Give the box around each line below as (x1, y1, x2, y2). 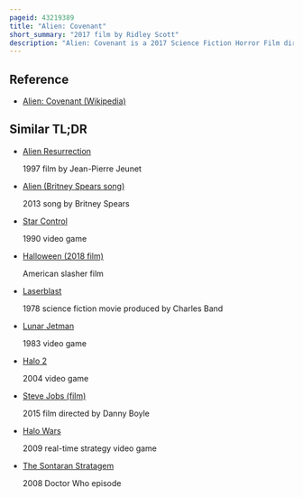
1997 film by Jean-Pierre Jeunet (22, 163, 142, 174)
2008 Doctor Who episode (22, 477, 122, 488)
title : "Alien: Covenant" (9, 22, 106, 31)
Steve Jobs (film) (22, 390, 87, 401)
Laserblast (22, 285, 62, 296)
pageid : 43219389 (9, 13, 75, 23)
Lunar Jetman (22, 320, 75, 331)
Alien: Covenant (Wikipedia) (22, 96, 126, 106)
